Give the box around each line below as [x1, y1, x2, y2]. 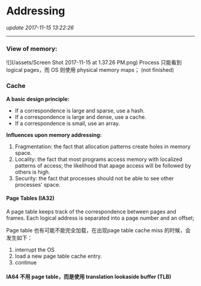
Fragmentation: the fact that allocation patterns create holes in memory [14, 142, 191, 150]
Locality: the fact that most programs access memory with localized [14, 156, 182, 163]
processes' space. [14, 181, 61, 188]
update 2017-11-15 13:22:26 [6, 24, 74, 31]
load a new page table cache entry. [14, 252, 102, 260]
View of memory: [6, 44, 58, 53]
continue [14, 258, 37, 266]
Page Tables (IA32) [6, 194, 55, 202]
